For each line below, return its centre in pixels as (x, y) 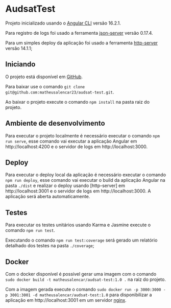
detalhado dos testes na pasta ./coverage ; (50, 246)
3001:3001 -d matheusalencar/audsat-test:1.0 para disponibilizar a (81, 295)
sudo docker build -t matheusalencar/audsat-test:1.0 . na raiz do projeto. (86, 279)
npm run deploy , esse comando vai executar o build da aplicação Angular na (86, 180)
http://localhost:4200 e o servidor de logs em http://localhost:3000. (77, 147)
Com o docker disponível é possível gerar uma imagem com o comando (81, 274)
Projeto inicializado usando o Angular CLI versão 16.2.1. (63, 23)
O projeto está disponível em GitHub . (44, 77)
